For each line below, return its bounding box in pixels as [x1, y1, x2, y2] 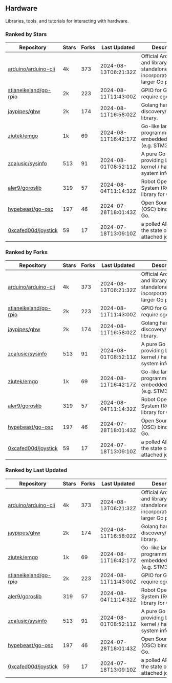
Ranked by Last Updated [5, 466, 68, 474]
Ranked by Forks [5, 249, 48, 256]
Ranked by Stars [5, 30, 47, 38]
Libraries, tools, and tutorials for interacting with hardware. [5, 17, 129, 24]
